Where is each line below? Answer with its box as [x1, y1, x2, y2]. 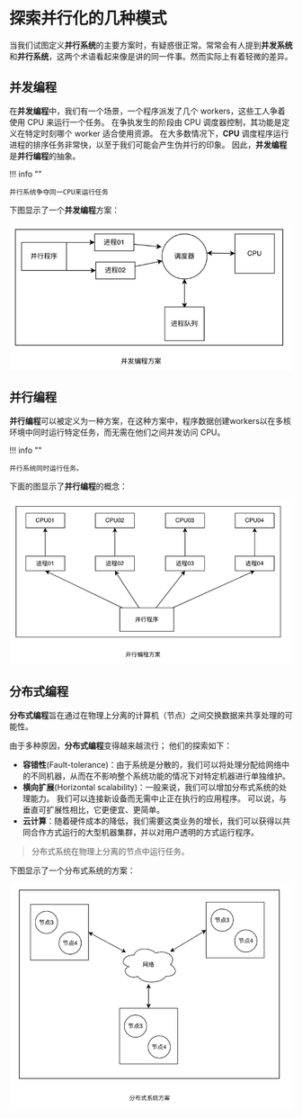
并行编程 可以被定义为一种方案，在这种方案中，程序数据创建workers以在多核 [9, 415, 292, 426]
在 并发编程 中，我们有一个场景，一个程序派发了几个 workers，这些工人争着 [9, 105, 286, 116]
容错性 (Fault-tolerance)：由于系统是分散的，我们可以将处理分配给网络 [22, 759, 282, 770]
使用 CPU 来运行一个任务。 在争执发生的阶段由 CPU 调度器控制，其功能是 [9, 116, 282, 127]
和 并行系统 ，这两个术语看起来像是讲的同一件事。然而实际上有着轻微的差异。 [9, 50, 293, 61]
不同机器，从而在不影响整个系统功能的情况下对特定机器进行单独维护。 [30, 771, 290, 781]
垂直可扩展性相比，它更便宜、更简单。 [22, 804, 164, 815]
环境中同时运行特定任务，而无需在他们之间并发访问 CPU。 [9, 427, 226, 437]
